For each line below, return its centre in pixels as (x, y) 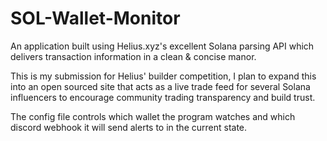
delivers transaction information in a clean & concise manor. (133, 56)
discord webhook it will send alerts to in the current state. (129, 127)
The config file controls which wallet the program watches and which (153, 116)
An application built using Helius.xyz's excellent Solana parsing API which (162, 46)
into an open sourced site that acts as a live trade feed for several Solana (160, 86)
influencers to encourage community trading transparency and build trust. (163, 97)
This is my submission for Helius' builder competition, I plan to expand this (163, 76)
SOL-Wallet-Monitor (95, 18)
